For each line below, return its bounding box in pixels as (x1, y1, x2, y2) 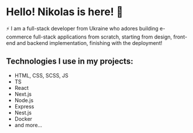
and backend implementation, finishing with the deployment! (16, 39, 163, 46)
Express (14, 103, 35, 110)
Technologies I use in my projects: (6, 57, 133, 66)
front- (173, 33, 188, 40)
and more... (14, 121, 43, 128)
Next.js (14, 90, 32, 97)
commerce (6, 33, 32, 40)
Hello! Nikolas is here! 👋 (6, 5, 123, 19)
